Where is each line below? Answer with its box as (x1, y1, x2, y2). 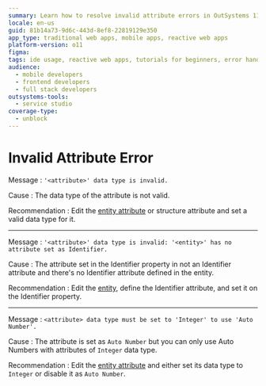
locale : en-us (8, 19, 55, 27)
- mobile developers (15, 71, 83, 78)
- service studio (15, 100, 73, 108)
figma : (8, 48, 30, 56)
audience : (8, 63, 41, 71)
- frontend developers (15, 78, 90, 86)
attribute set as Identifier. (8, 245, 108, 254)
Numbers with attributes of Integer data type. (8, 345, 158, 354)
